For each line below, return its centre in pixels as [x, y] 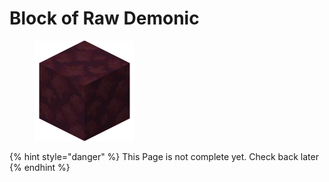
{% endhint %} [40, 167]
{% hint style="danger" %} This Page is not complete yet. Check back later [164, 156]
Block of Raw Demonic [104, 18]
